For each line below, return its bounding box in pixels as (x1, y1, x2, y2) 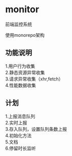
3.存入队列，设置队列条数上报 (5, 126, 67, 132)
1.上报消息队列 (5, 113, 35, 119)
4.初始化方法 (5, 132, 32, 139)
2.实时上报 (5, 119, 27, 126)
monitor (5, 4, 40, 15)
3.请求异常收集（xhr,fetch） (5, 76, 63, 82)
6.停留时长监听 (5, 145, 37, 151)
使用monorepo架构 (5, 32, 45, 38)
